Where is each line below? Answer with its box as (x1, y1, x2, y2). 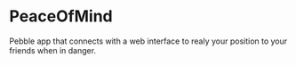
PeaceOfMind (9, 6, 113, 27)
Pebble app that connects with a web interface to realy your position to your (9, 36, 288, 46)
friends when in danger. (9, 45, 96, 55)
